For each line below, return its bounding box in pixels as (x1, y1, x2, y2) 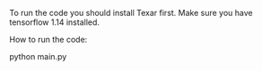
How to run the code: (9, 35, 88, 44)
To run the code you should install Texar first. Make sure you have (9, 8, 253, 18)
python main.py (9, 51, 67, 61)
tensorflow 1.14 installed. (9, 17, 100, 28)
